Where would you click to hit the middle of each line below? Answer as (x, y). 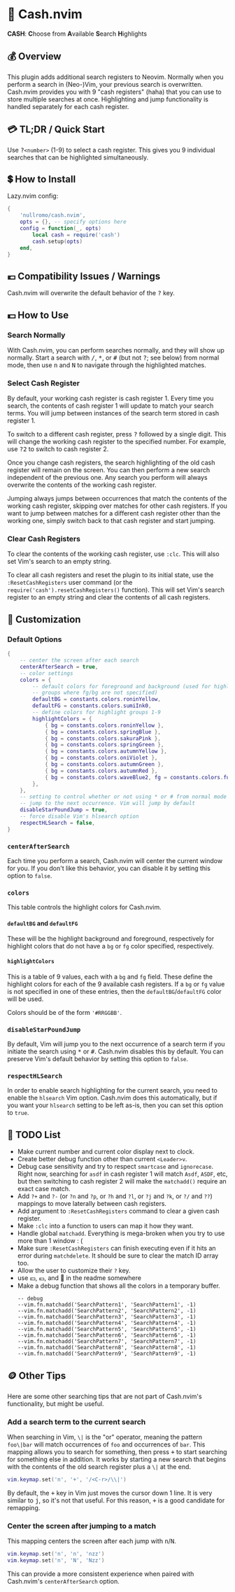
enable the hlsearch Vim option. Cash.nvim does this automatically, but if (112, 1098)
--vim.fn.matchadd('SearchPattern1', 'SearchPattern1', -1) (107, 1305)
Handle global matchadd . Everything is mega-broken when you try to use (121, 1233)
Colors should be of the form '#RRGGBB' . (65, 1012)
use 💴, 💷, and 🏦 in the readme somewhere (79, 1278)
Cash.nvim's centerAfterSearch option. (64, 1582)
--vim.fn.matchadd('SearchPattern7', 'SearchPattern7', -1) (107, 1342)
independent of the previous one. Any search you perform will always (107, 478)
